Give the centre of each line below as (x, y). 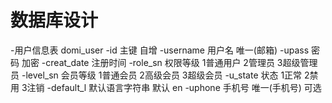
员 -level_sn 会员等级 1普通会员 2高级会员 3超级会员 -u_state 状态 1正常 (156, 75)
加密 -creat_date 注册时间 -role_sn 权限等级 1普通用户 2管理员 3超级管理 (169, 62)
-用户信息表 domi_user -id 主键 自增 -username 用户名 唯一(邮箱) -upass (160, 50)
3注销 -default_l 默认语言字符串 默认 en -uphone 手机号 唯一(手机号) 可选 (171, 87)
